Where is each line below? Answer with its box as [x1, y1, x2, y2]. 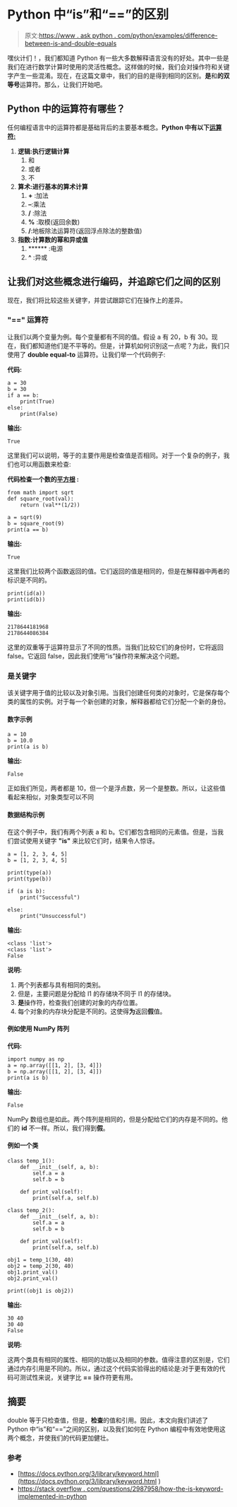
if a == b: [7, 392, 39, 399]
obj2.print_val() [7, 1274, 59, 1282]
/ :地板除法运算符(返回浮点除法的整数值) [28, 226, 142, 235]
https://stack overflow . [17, 1484, 86, 1493]
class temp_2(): [7, 1206, 55, 1214]
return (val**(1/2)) [20, 501, 80, 508]
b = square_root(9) [7, 520, 65, 527]
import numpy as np [7, 1055, 65, 1063]
